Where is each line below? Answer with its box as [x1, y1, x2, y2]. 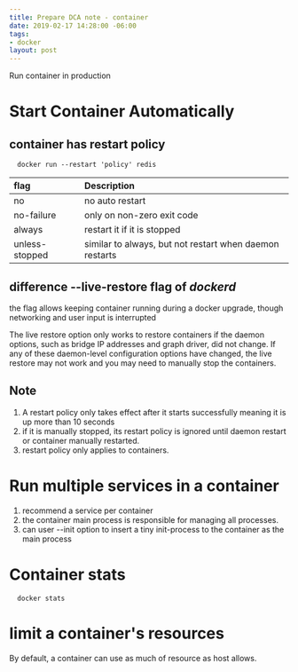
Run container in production [9, 70, 111, 81]
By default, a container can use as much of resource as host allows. [9, 652, 257, 663]
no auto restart [83, 194, 146, 207]
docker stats [17, 594, 66, 603]
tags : [9, 29, 29, 38]
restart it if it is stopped [83, 224, 181, 236]
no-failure [13, 210, 57, 222]
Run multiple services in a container [9, 476, 279, 495]
